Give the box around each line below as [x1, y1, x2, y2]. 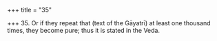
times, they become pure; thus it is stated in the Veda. [7, 27, 161, 34]
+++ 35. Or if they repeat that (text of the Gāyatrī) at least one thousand [7, 19, 211, 27]
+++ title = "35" [7, 6, 52, 14]
